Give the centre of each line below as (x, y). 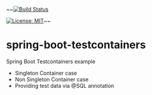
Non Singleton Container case (52, 79)
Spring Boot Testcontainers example (51, 61)
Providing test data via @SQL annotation (64, 85)
